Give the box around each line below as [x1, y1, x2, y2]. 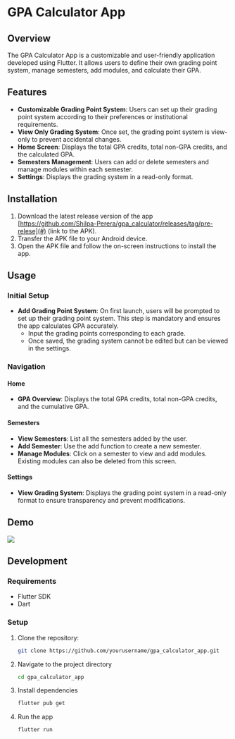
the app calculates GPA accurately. [17, 322, 120, 330]
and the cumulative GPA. [17, 403, 89, 411]
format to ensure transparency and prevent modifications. [17, 496, 185, 504]
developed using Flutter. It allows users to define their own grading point [7, 59, 217, 67]
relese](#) [17, 226, 47, 235]
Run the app [17, 713, 53, 721]
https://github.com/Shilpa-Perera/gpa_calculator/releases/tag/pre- [20, 219, 213, 228]
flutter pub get [17, 700, 65, 707]
